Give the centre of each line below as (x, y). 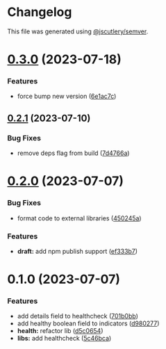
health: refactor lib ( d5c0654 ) (60, 331)
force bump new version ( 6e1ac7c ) (67, 96)
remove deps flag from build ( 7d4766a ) (73, 153)
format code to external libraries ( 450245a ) (79, 218)
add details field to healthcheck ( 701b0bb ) (78, 316)
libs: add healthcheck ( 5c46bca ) (64, 339)
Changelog (40, 12)
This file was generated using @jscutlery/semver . (78, 31)
